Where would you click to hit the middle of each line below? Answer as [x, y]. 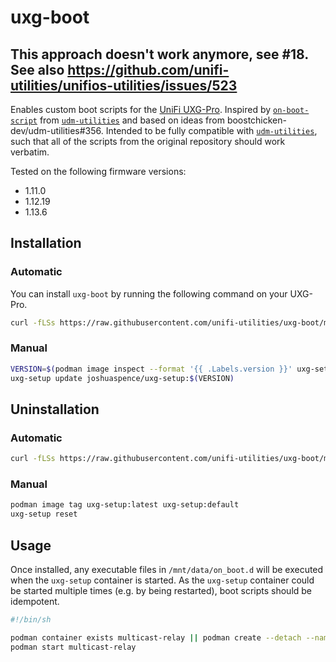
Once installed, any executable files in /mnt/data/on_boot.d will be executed [167, 570]
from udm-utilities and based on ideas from [132, 120]
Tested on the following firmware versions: [98, 171]
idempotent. [35, 602]
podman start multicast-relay [73, 647]
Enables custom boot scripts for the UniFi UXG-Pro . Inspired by [141, 109]
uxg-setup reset [44, 514]
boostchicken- [256, 120]
